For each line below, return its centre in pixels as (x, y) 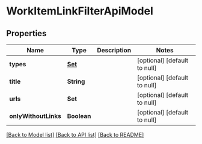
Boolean (79, 116)
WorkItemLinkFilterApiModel (80, 11)
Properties (26, 33)
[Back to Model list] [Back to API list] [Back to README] (75, 135)
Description (114, 50)
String (76, 81)
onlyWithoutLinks (35, 116)
